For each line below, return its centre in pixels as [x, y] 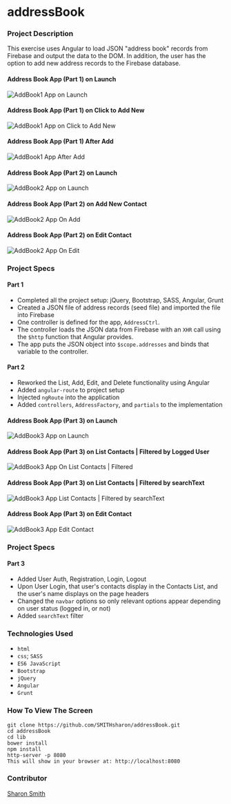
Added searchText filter [50, 615]
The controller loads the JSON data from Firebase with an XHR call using [119, 329]
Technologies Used [40, 633]
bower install [28, 743]
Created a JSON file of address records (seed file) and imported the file [119, 307]
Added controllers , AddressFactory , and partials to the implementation [120, 405]
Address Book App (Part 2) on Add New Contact [77, 204]
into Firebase [36, 314]
